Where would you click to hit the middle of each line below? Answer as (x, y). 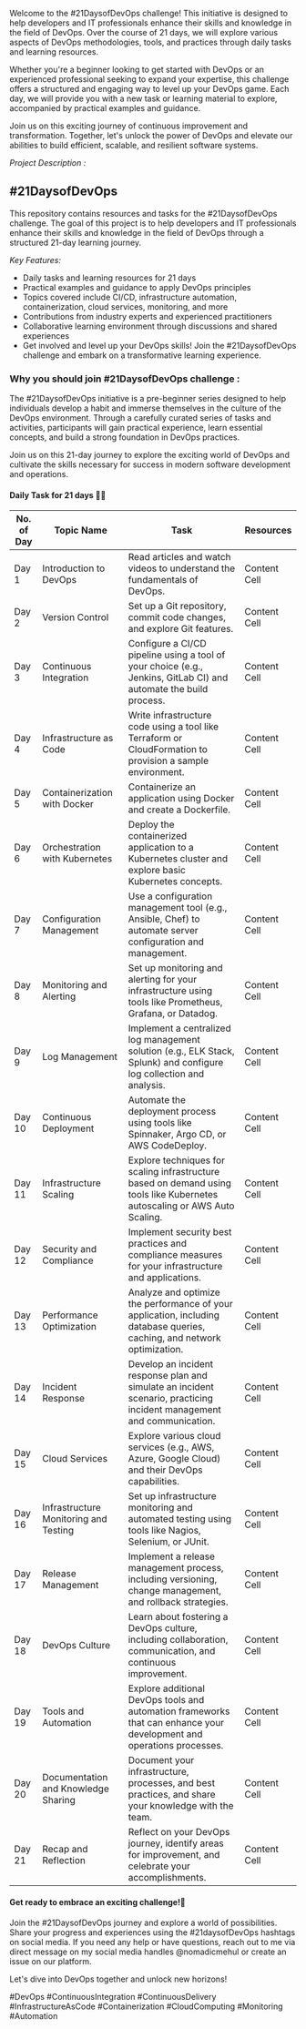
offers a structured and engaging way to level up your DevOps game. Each (149, 89)
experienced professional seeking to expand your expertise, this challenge (149, 79)
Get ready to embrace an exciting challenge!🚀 (98, 1902)
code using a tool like (173, 727)
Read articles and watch (179, 557)
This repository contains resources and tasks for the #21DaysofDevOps (143, 213)
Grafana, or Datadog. (173, 1014)
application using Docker (181, 799)
